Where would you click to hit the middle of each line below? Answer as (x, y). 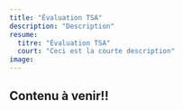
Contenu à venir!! (59, 96)
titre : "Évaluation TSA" (64, 43)
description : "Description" (62, 26)
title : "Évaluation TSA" (56, 18)
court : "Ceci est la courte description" (96, 51)
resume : (24, 34)
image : (22, 60)
